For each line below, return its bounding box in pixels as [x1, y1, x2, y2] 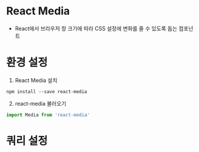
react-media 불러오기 [14, 100, 67, 107]
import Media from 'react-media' [6, 112, 90, 118]
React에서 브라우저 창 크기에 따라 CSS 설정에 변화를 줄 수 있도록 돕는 [14, 25, 177, 32]
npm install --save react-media [6, 88, 87, 94]
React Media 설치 [14, 76, 58, 84]
